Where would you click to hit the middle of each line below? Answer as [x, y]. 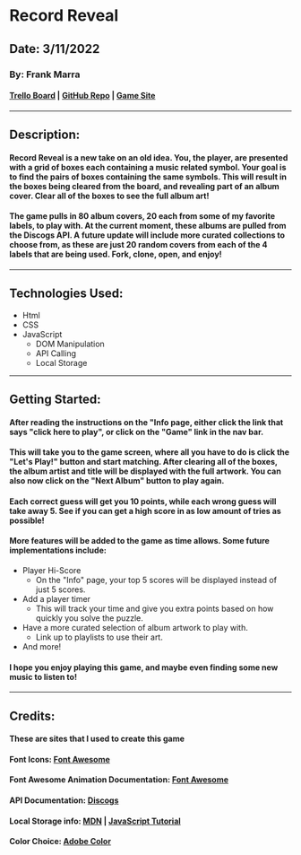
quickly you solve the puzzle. [89, 618]
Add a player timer [56, 599]
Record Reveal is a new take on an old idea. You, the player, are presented [149, 157]
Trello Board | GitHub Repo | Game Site [82, 96]
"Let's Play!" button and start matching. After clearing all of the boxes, [143, 462]
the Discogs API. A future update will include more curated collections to [147, 235]
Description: [45, 135]
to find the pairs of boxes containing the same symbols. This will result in [148, 177]
